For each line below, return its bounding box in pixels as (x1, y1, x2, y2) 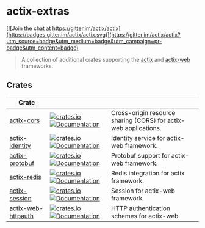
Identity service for (110, 133, 166, 142)
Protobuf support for (110, 151, 170, 160)
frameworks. (21, 62, 54, 70)
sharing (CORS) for (110, 116, 166, 125)
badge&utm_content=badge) (6, 44, 79, 51)
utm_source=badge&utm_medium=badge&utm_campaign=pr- (6, 37, 162, 45)
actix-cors (9, 116, 40, 125)
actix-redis (9, 172, 41, 181)
